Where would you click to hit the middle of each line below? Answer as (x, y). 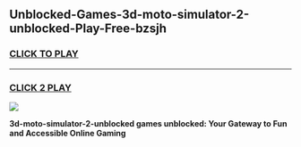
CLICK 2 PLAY (40, 87)
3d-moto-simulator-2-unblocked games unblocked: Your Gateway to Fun (148, 123)
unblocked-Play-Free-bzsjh (88, 29)
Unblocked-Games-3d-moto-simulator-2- (129, 15)
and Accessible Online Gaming (68, 133)
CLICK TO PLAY (44, 54)
